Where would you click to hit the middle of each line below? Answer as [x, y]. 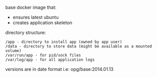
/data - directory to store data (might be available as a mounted [79, 46]
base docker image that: [31, 7]
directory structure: [26, 32]
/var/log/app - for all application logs [50, 60]
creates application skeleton [42, 23]
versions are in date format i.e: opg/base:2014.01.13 [59, 69]
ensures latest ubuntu [36, 17]
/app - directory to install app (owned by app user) [64, 42]
